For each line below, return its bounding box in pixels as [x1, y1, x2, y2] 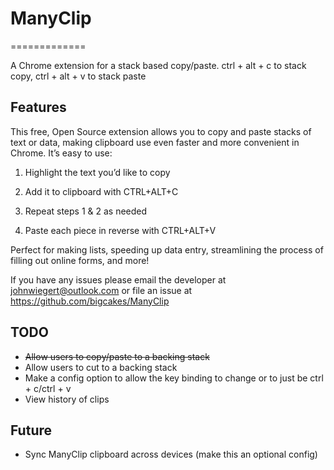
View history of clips [24, 393, 110, 405]
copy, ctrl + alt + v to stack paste [10, 70, 147, 82]
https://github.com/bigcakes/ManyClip [10, 295, 170, 307]
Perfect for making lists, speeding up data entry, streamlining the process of [10, 243, 324, 256]
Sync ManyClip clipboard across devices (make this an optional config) [24, 448, 318, 461]
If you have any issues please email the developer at [10, 273, 227, 286]
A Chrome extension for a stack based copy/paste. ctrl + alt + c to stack [10, 59, 307, 71]
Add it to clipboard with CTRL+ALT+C [24, 185, 179, 197]
